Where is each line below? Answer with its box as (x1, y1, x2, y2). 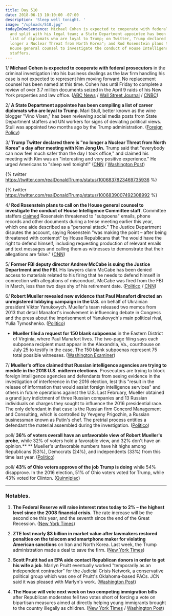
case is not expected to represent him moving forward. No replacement (5, 76, 156, 82)
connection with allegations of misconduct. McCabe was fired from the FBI (5, 277, 163, 283)
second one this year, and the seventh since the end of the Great (12, 515, 150, 521)
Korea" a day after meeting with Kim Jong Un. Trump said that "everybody (5, 144, 165, 151)
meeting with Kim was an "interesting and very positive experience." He (5, 155, 157, 162)
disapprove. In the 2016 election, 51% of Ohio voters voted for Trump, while (5, 469, 165, 476)
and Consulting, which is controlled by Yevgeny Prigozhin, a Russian (5, 411, 149, 417)
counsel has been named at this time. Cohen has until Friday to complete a (5, 81, 163, 87)
